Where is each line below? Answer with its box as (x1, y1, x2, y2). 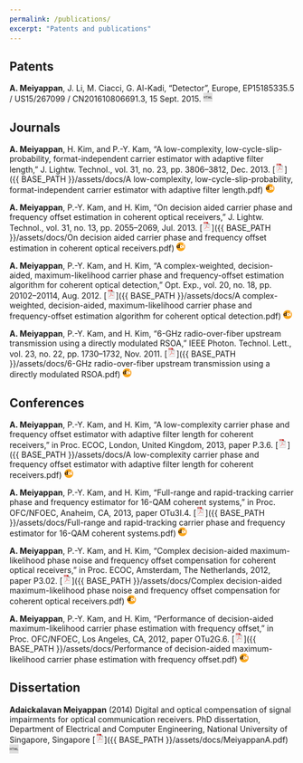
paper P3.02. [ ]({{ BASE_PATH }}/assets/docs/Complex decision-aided (9, 575, 282, 586)
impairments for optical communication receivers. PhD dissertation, (9, 713, 260, 724)
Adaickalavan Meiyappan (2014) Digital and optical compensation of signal (9, 704, 292, 715)
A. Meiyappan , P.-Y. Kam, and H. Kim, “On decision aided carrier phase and (9, 202, 293, 213)
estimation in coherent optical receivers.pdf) (9, 243, 175, 253)
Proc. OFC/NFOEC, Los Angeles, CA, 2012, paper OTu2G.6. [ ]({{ (9, 634, 257, 644)
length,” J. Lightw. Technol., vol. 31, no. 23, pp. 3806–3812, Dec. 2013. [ (9, 164, 276, 176)
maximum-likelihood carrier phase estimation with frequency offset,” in (9, 623, 274, 634)
